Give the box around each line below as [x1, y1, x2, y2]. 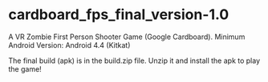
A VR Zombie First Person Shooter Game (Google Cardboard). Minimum [8, 32, 246, 41]
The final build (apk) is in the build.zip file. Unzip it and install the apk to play [8, 56, 261, 65]
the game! [8, 64, 42, 73]
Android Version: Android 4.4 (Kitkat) [8, 40, 131, 49]
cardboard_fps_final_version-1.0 [8, 6, 229, 24]
